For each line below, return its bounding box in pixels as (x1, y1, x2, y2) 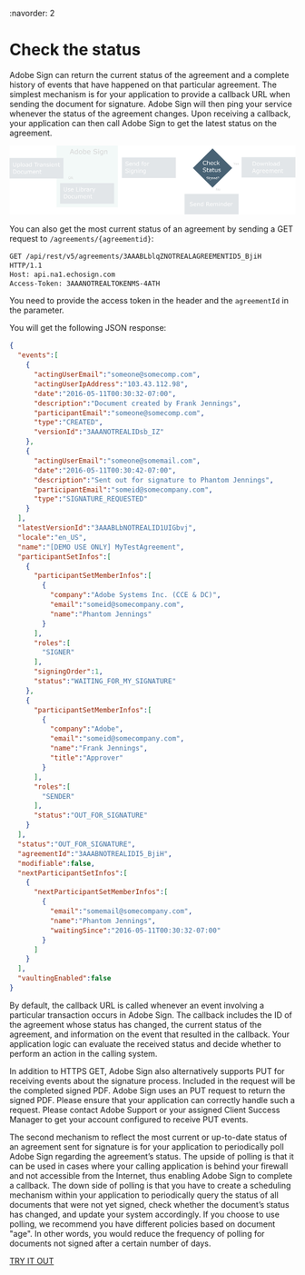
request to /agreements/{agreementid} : (9, 234, 154, 244)
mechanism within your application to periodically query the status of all (9, 1190, 279, 1200)
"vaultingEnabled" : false (17, 974, 112, 983)
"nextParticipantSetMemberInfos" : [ (33, 888, 169, 897)
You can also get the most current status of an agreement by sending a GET (9, 224, 293, 234)
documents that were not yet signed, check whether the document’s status (9, 1199, 290, 1210)
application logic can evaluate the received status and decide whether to (9, 1038, 281, 1049)
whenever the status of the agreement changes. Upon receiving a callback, (9, 108, 291, 119)
